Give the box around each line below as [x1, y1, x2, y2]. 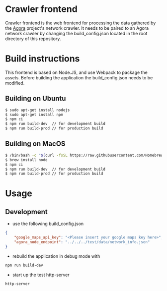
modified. [5, 80, 25, 86]
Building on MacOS [5, 140, 66, 148]
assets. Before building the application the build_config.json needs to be [5, 74, 153, 80]
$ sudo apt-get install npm [5, 112, 64, 117]
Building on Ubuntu [5, 94, 66, 103]
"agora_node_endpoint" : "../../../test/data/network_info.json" [14, 239, 150, 244]
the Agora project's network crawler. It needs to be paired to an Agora [5, 25, 149, 31]
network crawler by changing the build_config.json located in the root [5, 30, 148, 36]
